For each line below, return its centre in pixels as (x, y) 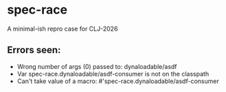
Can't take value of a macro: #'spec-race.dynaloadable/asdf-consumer (118, 81)
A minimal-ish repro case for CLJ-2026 (63, 29)
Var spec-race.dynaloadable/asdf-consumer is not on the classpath (113, 74)
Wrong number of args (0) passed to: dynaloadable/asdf (97, 66)
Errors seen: (34, 50)
